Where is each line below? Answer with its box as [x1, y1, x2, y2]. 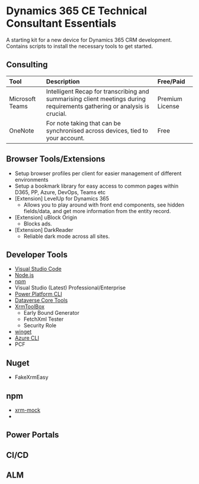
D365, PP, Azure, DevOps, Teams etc [14, 188, 106, 196]
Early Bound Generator [23, 309, 80, 317]
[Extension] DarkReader [14, 226, 73, 233]
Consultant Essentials [6, 17, 117, 30]
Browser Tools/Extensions [6, 154, 105, 164]
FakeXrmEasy [14, 374, 49, 381]
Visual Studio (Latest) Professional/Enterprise [14, 284, 126, 291]
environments [14, 176, 49, 183]
